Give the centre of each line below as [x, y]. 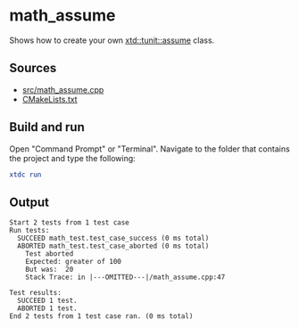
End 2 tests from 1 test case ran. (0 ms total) [101, 316]
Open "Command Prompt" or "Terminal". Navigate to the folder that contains [149, 149]
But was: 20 [50, 270]
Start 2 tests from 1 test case [69, 223]
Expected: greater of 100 [74, 262]
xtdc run [25, 175]
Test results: [36, 293]
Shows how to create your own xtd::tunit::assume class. [112, 40]
